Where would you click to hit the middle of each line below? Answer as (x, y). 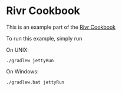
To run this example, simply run (44, 38)
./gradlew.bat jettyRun (35, 82)
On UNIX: (18, 50)
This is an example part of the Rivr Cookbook (61, 27)
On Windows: (22, 71)
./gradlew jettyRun (30, 60)
